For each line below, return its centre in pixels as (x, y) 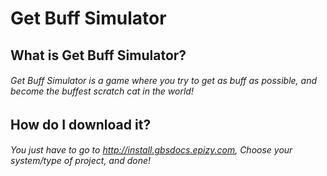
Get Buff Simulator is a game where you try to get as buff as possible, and (164, 81)
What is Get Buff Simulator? (98, 55)
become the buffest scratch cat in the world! (102, 91)
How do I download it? (81, 124)
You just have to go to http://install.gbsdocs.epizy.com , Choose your (151, 150)
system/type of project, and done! (81, 161)
